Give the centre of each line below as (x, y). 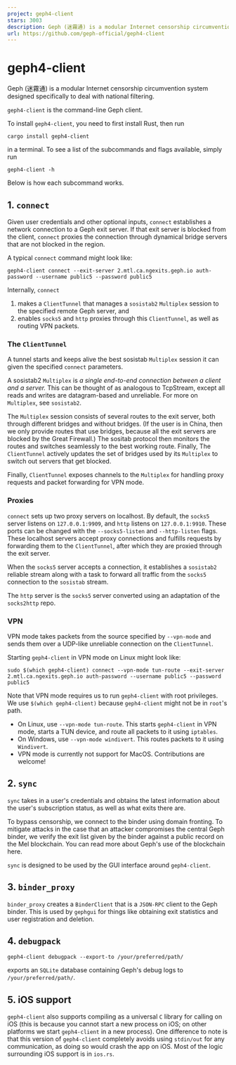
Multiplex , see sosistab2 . (45, 403)
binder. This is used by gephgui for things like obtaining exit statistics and (113, 911)
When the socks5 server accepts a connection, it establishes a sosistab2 (112, 567)
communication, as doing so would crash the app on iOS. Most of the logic (115, 1047)
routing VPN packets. (48, 326)
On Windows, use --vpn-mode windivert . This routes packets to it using (120, 739)
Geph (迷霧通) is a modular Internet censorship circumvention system (108, 89)
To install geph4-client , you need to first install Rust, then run (96, 124)
